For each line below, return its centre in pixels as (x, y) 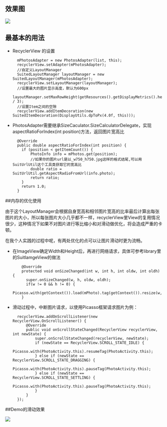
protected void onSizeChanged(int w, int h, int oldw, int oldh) (91, 271)
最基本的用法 (25, 38)
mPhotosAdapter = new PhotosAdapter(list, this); (70, 60)
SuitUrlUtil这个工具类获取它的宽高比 (47, 164)
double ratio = (46, 169)
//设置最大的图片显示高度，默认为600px (53, 88)
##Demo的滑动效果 (25, 409)
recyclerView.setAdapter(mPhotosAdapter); (62, 65)
